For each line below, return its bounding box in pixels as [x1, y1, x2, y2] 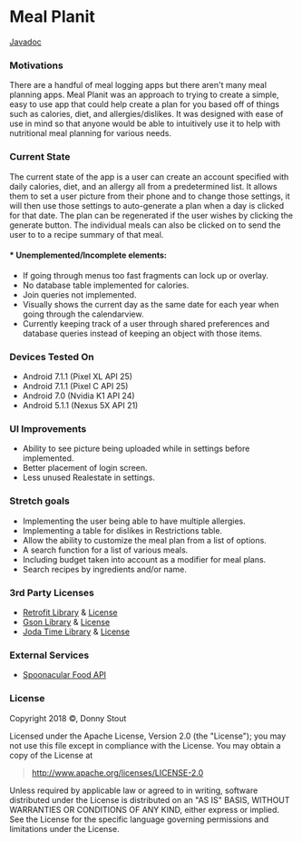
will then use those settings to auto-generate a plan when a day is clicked [9, 200, 285, 210]
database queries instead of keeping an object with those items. [22, 328, 263, 338]
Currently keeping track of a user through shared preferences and [22, 318, 270, 328]
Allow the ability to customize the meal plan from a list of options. [22, 534, 268, 545]
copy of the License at [9, 749, 93, 760]
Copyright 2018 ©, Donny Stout [9, 712, 127, 723]
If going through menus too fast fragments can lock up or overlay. [22, 269, 269, 280]
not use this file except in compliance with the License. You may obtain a [9, 739, 281, 750]
